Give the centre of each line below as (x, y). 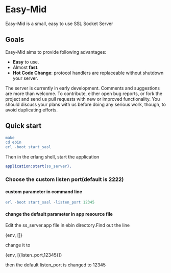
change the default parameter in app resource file (59, 214)
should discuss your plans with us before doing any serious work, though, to (86, 104)
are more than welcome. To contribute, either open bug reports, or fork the (84, 94)
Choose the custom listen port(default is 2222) (65, 179)
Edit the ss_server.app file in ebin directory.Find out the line (68, 225)
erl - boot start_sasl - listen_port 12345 (50, 202)
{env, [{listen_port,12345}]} (34, 255)
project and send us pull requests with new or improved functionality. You (83, 99)
